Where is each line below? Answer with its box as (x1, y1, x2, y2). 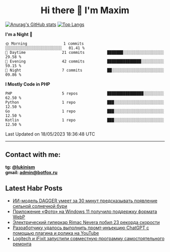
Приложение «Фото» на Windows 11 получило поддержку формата (12, 208, 157, 214)
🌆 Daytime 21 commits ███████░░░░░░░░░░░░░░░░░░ (5, 50, 164, 55)
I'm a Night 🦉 (5, 31, 33, 37)
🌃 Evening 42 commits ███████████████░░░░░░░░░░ (5, 58, 164, 64)
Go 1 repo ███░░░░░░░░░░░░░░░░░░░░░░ (5, 109, 164, 114)
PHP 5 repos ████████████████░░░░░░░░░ (5, 91, 164, 96)
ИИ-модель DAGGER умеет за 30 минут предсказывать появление (12, 198, 158, 204)
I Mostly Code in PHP (5, 81, 51, 87)
